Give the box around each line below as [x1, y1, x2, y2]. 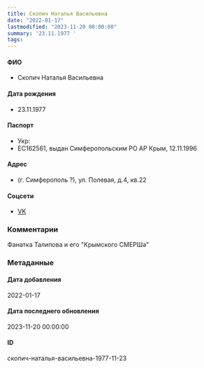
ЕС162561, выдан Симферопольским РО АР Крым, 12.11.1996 [17, 144, 198, 153]
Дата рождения [7, 89, 56, 98]
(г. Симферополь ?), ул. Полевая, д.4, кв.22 [17, 176, 147, 184]
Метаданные [7, 258, 54, 268]
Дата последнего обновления [7, 307, 99, 316]
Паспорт [7, 121, 34, 129]
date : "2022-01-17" [7, 17, 64, 24]
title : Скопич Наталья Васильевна [7, 10, 108, 17]
